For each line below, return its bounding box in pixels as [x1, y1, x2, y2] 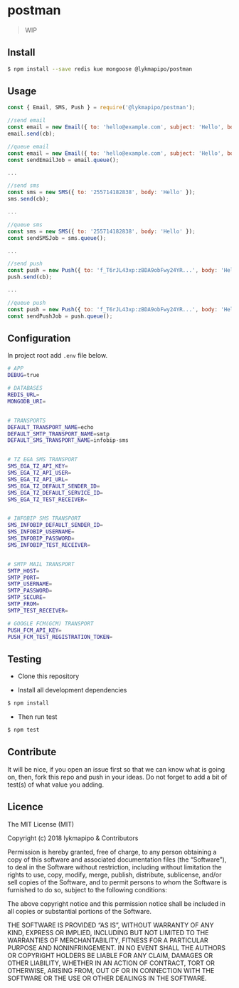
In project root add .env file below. [7, 351, 108, 360]
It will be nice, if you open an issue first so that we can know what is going [7, 765, 225, 773]
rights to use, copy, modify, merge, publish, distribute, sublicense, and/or [7, 870, 222, 879]
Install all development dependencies [17, 686, 127, 695]
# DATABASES [7, 385, 43, 392]
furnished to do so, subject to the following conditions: [7, 885, 167, 894]
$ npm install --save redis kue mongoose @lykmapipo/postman [7, 65, 193, 73]
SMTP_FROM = [7, 600, 40, 608]
